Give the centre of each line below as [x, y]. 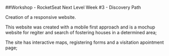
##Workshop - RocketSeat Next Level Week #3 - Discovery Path [73, 7]
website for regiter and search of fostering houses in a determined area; [81, 32]
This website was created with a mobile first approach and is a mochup [80, 27]
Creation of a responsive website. [41, 17]
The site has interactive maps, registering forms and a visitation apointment [85, 42]
